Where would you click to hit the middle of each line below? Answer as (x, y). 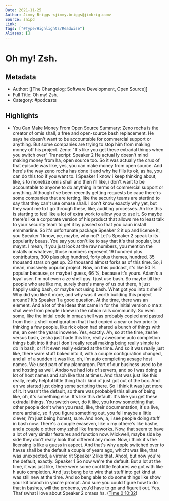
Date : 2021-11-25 (23, 10)
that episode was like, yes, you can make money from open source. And (88, 165)
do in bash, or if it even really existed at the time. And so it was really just (88, 348)
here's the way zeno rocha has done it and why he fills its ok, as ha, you (87, 171)
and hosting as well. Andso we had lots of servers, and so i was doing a (87, 370)
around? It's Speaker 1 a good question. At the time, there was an (80, 300)
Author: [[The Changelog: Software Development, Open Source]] (80, 89)
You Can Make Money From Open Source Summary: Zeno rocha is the (86, 128)
